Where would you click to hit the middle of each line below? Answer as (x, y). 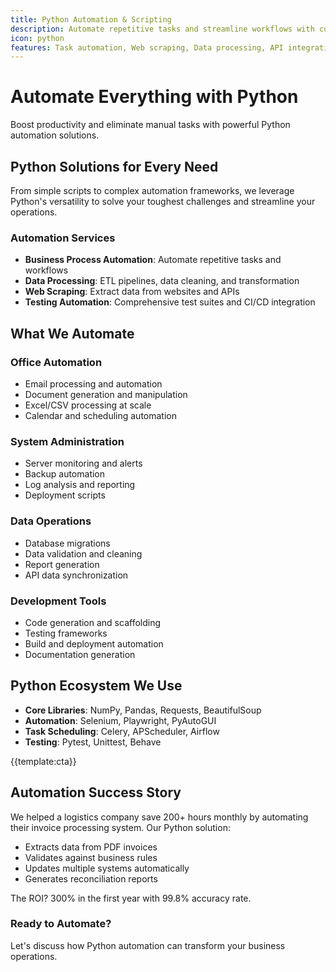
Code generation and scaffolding (93, 622)
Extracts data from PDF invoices (91, 847)
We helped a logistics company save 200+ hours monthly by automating (159, 817)
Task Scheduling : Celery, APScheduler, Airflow (122, 731)
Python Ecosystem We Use (96, 686)
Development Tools (58, 601)
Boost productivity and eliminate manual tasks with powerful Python (150, 125)
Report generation (62, 564)
